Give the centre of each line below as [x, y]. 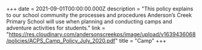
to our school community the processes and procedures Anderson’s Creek [99, 15]
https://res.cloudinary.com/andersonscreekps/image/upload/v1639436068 [102, 34]
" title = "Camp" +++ [141, 41]
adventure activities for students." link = [56, 28]
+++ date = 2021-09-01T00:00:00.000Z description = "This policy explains [100, 9]
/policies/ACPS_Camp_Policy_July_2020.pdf [61, 41]
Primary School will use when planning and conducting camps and [89, 21]
